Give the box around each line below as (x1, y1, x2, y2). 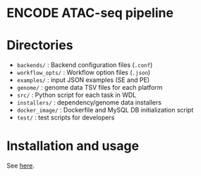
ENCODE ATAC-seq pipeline (6, 5, 174, 21)
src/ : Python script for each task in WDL (16, 90, 137, 100)
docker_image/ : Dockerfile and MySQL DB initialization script (16, 106, 194, 115)
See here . (6, 161, 35, 170)
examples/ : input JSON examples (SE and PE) (16, 76, 150, 84)
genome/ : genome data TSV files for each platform (16, 83, 163, 92)
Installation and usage (6, 138, 139, 154)
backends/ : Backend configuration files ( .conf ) (16, 61, 153, 69)
